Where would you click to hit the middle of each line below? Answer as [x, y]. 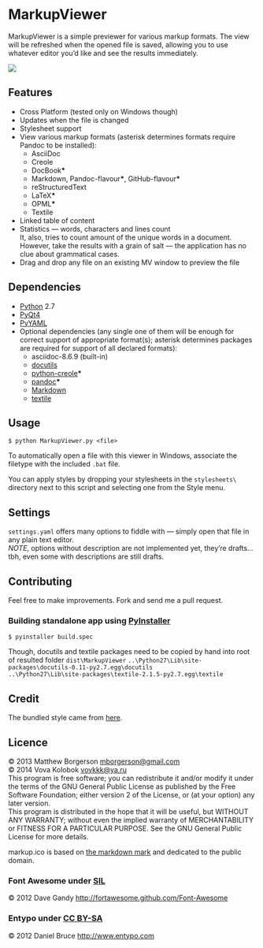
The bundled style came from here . [65, 718]
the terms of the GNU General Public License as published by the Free [122, 786]
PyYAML [33, 323]
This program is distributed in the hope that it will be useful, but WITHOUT [128, 811]
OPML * [43, 203]
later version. [30, 803]
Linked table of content [57, 220]
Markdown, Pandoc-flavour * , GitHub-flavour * [106, 178]
